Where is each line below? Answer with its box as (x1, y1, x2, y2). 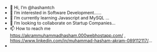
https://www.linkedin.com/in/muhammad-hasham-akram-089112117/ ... (9, 38, 153, 43)
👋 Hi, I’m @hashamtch (9, 5, 55, 10)
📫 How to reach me (9, 26, 51, 31)
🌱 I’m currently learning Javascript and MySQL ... (9, 15, 110, 20)
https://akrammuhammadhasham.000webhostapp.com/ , (9, 33, 126, 38)
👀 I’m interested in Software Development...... (9, 10, 102, 16)
